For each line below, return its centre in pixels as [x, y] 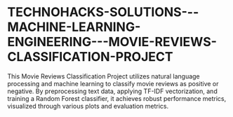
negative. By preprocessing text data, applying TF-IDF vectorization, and [112, 91]
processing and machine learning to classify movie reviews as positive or [113, 83]
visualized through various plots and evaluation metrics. [88, 106]
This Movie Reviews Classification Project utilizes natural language [104, 76]
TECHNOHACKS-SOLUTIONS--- [103, 12]
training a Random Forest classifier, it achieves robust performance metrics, [117, 98]
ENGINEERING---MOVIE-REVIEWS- [112, 42]
